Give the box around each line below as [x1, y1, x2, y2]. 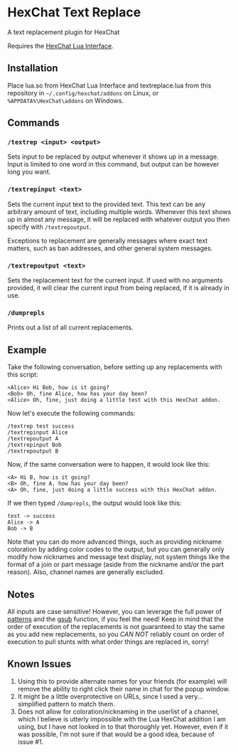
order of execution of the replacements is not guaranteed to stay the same [7, 622, 225, 630]
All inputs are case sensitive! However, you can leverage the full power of [7, 607, 222, 615]
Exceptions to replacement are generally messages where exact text [7, 236, 208, 245]
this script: [7, 371, 38, 379]
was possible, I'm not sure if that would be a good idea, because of [17, 730, 215, 738]
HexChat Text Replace [7, 4, 141, 21]
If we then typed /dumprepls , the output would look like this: [7, 499, 183, 507]
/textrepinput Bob [7, 442, 62, 449]
